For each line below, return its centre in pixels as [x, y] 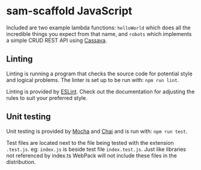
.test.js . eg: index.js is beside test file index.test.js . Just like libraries [96, 149]
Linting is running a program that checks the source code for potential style [100, 74]
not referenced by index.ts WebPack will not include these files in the [91, 155]
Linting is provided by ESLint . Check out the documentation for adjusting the [100, 92]
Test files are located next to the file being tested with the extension [90, 142]
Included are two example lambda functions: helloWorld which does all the [98, 28]
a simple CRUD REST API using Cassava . [57, 40]
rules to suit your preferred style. [47, 98]
